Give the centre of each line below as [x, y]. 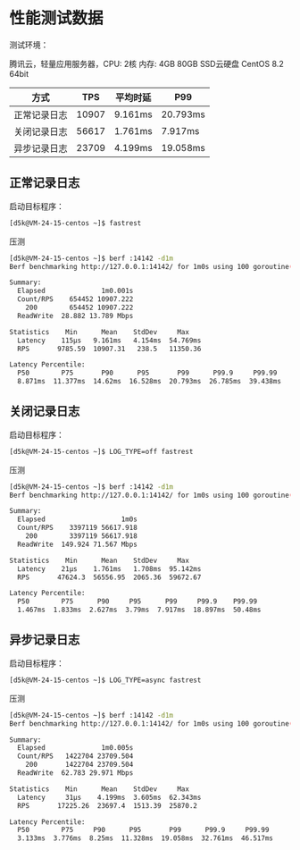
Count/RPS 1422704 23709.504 [75, 756]
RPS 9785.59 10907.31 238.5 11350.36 [109, 349]
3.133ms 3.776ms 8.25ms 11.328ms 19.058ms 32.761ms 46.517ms [146, 838]
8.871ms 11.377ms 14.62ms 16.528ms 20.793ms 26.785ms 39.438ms [149, 382]
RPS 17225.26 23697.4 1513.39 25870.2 [108, 805]
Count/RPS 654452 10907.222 [75, 299]
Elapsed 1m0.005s [75, 748]
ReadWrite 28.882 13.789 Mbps [75, 316]
